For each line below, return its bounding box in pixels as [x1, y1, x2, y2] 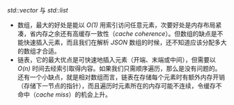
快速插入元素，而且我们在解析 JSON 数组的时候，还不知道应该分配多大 [23, 38, 227, 47]
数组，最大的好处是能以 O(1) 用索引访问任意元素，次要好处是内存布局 [17, 21, 216, 29]
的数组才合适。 [17, 47, 61, 55]
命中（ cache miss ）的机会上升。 [17, 90, 112, 99]
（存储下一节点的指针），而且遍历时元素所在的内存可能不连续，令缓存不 [17, 82, 222, 90]
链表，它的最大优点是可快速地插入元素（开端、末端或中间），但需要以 [17, 56, 216, 64]
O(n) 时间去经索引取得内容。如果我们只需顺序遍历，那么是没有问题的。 [17, 65, 221, 72]
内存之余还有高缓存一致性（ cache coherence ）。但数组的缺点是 [36, 30, 217, 38]
